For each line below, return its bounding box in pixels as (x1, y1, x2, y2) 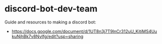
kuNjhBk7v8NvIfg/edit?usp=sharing (11, 33, 84, 39)
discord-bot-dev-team (4, 3, 98, 14)
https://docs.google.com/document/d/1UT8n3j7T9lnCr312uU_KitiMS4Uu (11, 28, 158, 34)
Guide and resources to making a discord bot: (4, 19, 96, 25)
